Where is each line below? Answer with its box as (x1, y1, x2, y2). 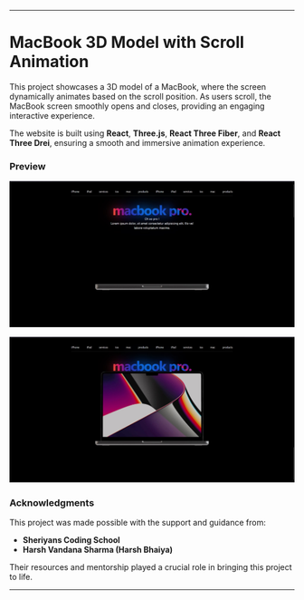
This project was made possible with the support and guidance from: (9, 518, 267, 528)
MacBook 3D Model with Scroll (9, 33, 244, 53)
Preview (9, 160, 46, 172)
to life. (9, 572, 33, 583)
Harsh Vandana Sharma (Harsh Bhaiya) (22, 545, 174, 556)
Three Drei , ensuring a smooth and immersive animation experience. (9, 137, 266, 148)
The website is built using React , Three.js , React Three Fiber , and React (9, 128, 281, 139)
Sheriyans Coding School (22, 535, 120, 546)
